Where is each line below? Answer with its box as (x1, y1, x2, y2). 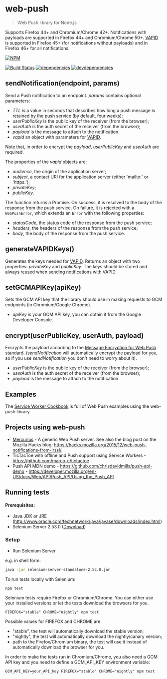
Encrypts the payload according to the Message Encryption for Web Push (5, 345, 157, 351)
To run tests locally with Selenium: (5, 576, 76, 582)
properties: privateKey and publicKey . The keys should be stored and (5, 263, 148, 269)
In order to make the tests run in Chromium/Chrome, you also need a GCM (5, 654, 158, 660)
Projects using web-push (5, 423, 85, 432)
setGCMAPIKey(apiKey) (5, 283, 81, 292)
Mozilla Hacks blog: (12, 441, 53, 448)
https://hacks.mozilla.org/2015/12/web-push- (54, 441, 147, 448)
